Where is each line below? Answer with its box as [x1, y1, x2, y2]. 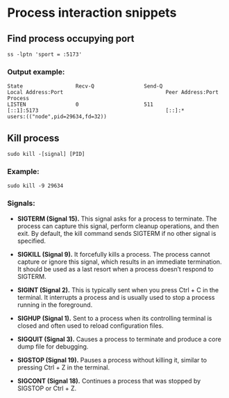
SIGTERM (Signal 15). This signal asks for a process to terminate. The [17, 214, 217, 223]
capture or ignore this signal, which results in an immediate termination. [17, 257, 222, 266]
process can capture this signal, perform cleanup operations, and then [17, 221, 219, 230]
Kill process [7, 132, 60, 144]
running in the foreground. [17, 301, 93, 309]
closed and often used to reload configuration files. [17, 321, 164, 330]
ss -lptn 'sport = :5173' [7, 51, 82, 58]
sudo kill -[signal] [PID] [7, 151, 85, 158]
